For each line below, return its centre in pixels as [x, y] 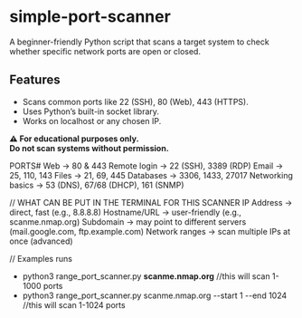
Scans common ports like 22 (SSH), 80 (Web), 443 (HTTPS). [135, 101]
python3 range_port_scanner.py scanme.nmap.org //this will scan [146, 276]
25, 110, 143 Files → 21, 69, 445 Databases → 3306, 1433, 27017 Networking [151, 175]
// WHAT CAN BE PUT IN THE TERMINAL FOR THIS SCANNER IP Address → [151, 202]
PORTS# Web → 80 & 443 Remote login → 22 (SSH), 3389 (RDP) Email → [146, 166]
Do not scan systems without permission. [89, 148]
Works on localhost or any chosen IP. [92, 120]
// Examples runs [41, 258]
